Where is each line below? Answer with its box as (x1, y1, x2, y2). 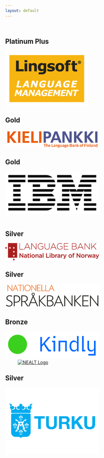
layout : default (5, 8, 39, 13)
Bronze (5, 317, 28, 326)
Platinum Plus (5, 37, 49, 46)
